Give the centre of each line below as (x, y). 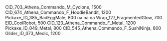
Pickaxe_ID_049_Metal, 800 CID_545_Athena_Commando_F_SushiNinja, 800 (83, 28)
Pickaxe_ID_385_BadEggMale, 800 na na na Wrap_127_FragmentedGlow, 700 (84, 18)
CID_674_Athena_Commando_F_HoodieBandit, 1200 (58, 12)
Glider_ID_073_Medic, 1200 (33, 33)
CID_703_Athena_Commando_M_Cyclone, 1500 (54, 7)
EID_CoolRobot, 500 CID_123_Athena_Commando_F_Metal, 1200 (71, 23)
